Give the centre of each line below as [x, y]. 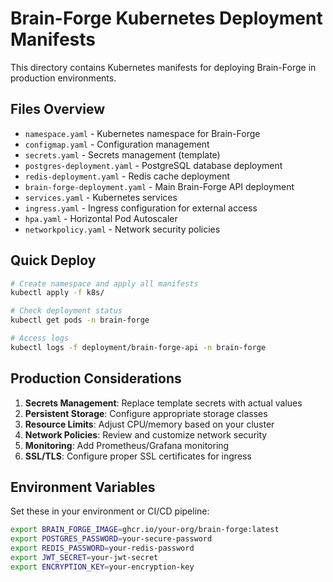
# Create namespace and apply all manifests [104, 283]
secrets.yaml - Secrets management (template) [122, 154]
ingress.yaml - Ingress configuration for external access [141, 208]
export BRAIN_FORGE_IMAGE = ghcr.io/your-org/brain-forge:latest [145, 530]
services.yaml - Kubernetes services [101, 197]
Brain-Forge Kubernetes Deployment [166, 18]
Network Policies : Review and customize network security [146, 434]
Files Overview [58, 109]
